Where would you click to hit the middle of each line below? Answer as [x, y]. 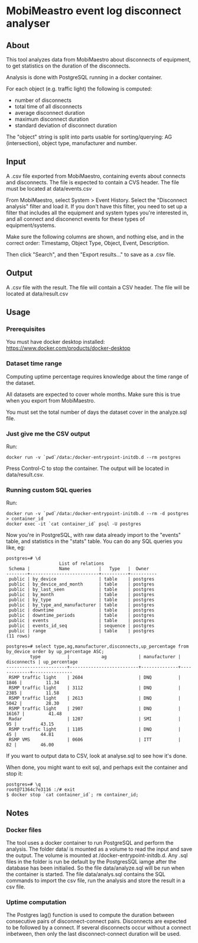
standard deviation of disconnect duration [66, 125]
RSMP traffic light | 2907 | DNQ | [95, 709]
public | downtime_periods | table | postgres [82, 616]
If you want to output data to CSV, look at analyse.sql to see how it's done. [97, 756]
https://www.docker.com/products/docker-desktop [69, 348]
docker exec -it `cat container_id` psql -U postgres [74, 524]
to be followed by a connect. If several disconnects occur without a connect [98, 928]
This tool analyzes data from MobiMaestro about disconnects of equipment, [98, 59]
